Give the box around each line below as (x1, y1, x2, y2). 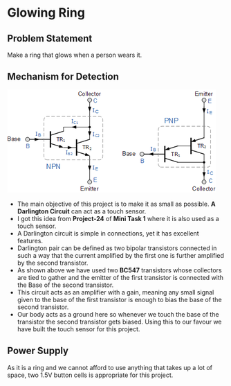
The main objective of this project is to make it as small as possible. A (17, 200, 216, 208)
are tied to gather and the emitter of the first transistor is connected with (17, 273, 223, 281)
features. (17, 236, 44, 245)
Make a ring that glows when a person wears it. (7, 51, 142, 59)
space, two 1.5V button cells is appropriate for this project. (7, 371, 174, 379)
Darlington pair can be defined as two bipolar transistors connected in (17, 244, 217, 252)
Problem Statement (7, 33, 93, 44)
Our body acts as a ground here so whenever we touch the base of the (17, 310, 219, 318)
